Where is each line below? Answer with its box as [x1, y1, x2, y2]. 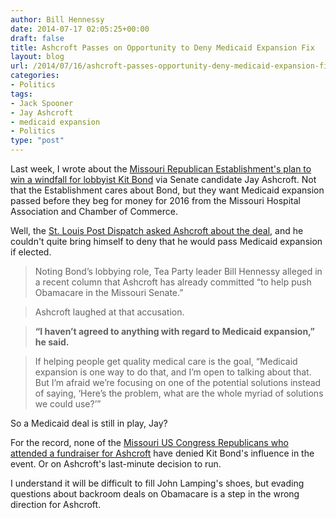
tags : [10, 89, 33, 99]
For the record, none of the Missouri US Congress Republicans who [10, 437, 289, 448]
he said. [34, 336, 70, 348]
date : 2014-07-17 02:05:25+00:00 [10, 24, 150, 34]
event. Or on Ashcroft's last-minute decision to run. [10, 458, 222, 470]
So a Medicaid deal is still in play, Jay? [10, 417, 168, 429]
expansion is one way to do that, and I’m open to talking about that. [34, 366, 312, 378]
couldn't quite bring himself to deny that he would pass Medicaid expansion [10, 236, 323, 247]
